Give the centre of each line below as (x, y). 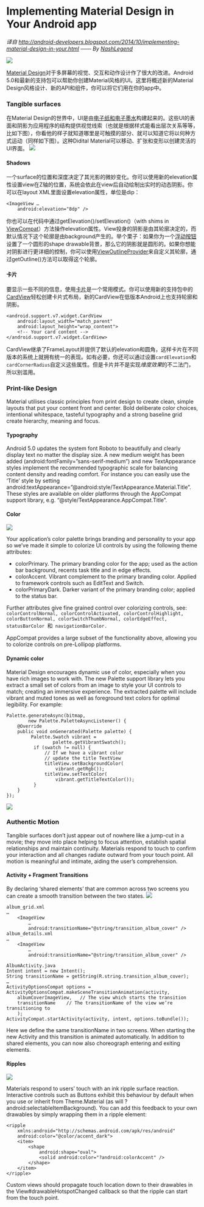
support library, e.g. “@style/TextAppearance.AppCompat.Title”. (87, 500)
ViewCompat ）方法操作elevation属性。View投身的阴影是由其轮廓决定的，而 (101, 229)
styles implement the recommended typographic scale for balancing (92, 468)
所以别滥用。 (22, 372)
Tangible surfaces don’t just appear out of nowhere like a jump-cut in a (95, 835)
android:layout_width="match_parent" (65, 321)
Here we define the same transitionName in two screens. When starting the (101, 1030)
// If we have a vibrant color (84, 753)
